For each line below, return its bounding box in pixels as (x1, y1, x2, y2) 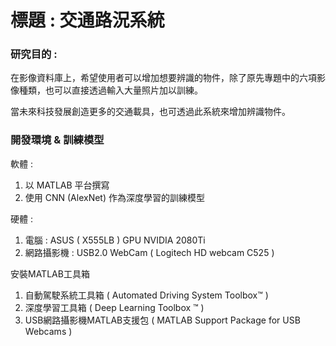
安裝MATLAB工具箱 (10, 267, 90, 280)
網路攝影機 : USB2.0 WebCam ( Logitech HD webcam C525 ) (24, 246, 275, 258)
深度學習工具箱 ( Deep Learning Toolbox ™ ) (24, 301, 205, 313)
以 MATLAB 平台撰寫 (24, 179, 110, 191)
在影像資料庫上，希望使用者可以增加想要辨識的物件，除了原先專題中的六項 (10, 72, 317, 84)
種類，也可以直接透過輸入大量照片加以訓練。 (18, 84, 203, 96)
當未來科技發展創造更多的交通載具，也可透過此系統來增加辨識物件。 (10, 106, 291, 118)
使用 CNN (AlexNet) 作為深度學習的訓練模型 (24, 191, 205, 203)
